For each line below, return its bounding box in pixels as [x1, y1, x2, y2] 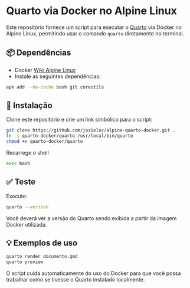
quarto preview [6, 259, 44, 265]
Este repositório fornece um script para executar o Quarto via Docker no [6, 24, 182, 31]
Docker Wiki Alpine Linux [14, 66, 76, 73]
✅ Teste [6, 177, 36, 187]
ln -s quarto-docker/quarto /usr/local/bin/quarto [6, 133, 133, 139]
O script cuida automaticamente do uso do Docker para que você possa [6, 270, 181, 277]
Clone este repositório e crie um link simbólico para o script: [6, 116, 153, 123]
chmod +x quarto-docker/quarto [6, 139, 83, 145]
